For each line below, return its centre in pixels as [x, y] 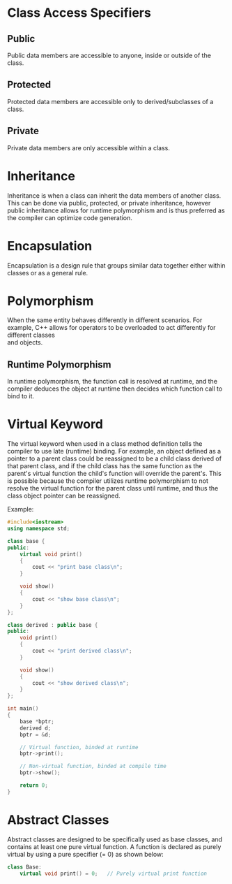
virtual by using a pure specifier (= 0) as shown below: [85, 854]
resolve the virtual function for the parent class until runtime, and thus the [113, 488]
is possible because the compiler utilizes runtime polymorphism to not [108, 481]
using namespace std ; [39, 529]
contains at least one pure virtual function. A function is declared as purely [114, 846]
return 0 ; [34, 785]
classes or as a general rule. [48, 273]
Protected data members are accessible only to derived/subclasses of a [110, 101]
